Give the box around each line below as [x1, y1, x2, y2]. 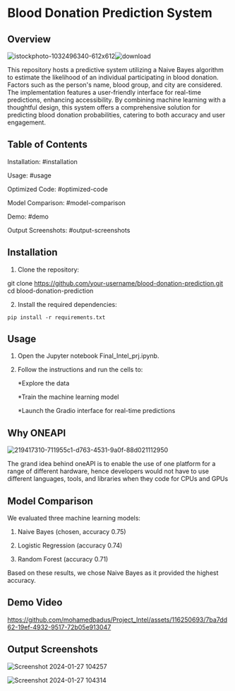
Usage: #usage [7, 171, 52, 180]
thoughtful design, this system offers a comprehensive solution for [7, 103, 201, 111]
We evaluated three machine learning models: [7, 514, 141, 523]
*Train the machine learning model [17, 393, 119, 401]
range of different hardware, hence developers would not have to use [7, 467, 210, 475]
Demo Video [7, 596, 63, 609]
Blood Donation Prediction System [7, 5, 213, 21]
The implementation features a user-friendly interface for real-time [7, 88, 201, 96]
